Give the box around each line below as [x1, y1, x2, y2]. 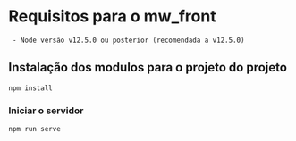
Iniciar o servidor [8, 104, 84, 117]
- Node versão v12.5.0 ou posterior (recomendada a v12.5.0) [12, 36, 245, 45]
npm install [8, 83, 53, 93]
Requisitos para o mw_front [8, 6, 216, 27]
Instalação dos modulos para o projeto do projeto [8, 60, 288, 75]
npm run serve [8, 125, 62, 134]
